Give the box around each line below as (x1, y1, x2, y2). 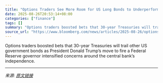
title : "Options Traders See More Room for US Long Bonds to (5, 7, 131, 12)
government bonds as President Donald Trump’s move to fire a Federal (5, 48, 147, 54)
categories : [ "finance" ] (5, 16, 55, 21)
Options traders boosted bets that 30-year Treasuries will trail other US (5, 43, 147, 48)
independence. (5, 58, 35, 64)
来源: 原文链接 (5, 73, 33, 78)
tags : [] (5, 20, 23, 26)
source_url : (5, 29, 29, 34)
